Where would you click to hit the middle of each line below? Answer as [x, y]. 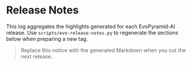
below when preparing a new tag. [47, 39]
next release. [36, 56]
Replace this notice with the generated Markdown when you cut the [103, 50]
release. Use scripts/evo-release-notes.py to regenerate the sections [92, 32]
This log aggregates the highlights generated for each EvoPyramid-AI [91, 26]
